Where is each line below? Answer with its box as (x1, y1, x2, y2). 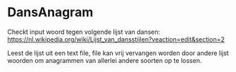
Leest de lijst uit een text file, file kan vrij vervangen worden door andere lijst (7, 49, 229, 57)
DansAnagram (7, 4, 94, 20)
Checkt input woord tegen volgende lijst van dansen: (7, 28, 161, 36)
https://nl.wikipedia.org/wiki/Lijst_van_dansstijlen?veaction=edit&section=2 (7, 35, 225, 43)
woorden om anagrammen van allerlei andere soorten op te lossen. (7, 56, 202, 64)
